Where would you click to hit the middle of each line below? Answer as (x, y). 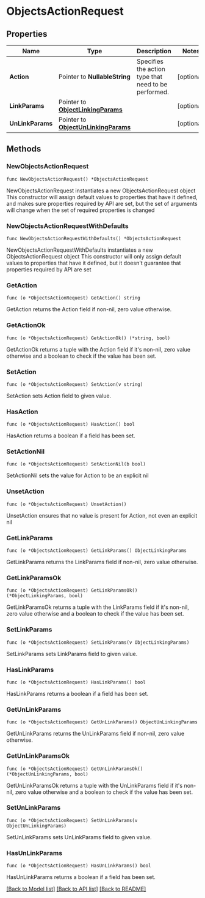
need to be (152, 84)
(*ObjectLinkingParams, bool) (45, 596)
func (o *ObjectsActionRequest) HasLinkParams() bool (76, 682)
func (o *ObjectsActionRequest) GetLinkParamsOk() (72, 590)
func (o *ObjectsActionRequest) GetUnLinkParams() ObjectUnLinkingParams (102, 722)
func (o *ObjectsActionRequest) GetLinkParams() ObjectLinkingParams (97, 551)
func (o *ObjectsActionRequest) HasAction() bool (71, 424)
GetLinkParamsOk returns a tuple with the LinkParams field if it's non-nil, (98, 607)
